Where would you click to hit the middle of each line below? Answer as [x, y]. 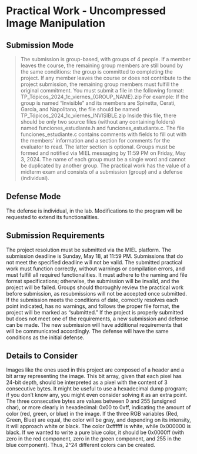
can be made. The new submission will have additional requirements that [94, 324]
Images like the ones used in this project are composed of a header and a [95, 370]
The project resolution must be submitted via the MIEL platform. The [89, 250]
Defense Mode [34, 196]
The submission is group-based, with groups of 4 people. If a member [106, 59]
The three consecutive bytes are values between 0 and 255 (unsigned [91, 401]
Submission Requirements [55, 236]
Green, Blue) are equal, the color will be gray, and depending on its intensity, [98, 420]
